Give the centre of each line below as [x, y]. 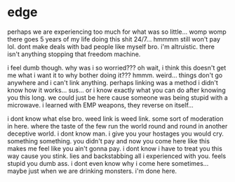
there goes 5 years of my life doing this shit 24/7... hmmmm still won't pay [114, 39]
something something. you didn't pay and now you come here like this [109, 141]
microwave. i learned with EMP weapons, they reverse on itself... [101, 105]
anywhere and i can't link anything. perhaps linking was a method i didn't [113, 82]
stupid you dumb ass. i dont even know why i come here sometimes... [108, 163]
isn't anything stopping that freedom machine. [74, 54]
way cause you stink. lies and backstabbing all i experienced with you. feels [117, 156]
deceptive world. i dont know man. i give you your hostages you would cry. [116, 134]
